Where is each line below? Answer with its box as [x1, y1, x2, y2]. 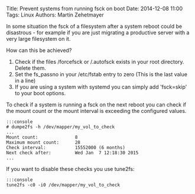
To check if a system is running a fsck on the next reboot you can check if [6, 101, 186, 108]
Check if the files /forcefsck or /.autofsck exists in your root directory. [14, 59, 184, 65]
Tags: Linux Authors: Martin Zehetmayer [6, 11, 105, 18]
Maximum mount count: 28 [6, 140, 81, 145]
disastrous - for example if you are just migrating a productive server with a [6, 29, 190, 36]
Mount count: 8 [6, 134, 78, 140]
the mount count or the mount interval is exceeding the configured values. [6, 108, 187, 114]
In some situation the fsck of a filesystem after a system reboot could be [6, 23, 182, 30]
